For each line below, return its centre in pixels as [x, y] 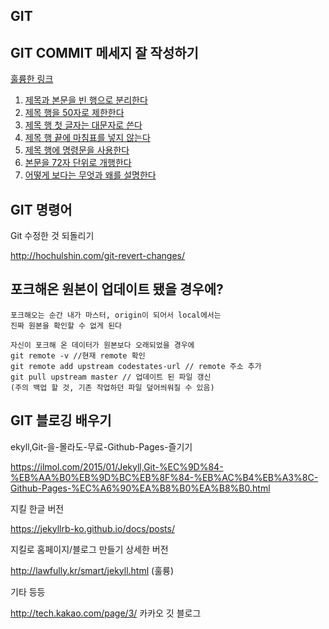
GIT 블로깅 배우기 [61, 420]
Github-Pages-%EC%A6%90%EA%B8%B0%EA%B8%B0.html [140, 488]
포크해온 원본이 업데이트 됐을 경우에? [117, 289]
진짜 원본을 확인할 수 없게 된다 [66, 325]
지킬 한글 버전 [37, 508]
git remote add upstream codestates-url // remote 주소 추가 [136, 366]
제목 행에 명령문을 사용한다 [77, 150]
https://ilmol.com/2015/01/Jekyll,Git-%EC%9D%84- [117, 466]
